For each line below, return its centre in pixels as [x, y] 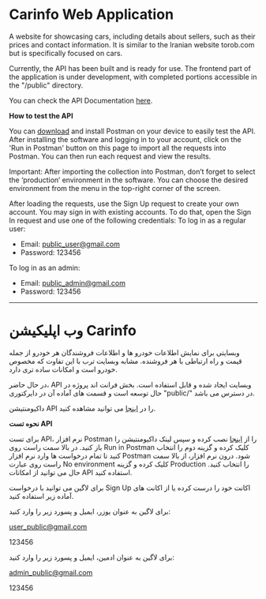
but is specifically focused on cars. [66, 53]
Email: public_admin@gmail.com [73, 283]
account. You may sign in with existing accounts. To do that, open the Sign [130, 212]
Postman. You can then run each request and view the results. [110, 156]
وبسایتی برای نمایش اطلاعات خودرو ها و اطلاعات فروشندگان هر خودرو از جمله [124, 352]
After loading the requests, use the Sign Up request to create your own [124, 204]
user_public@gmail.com [48, 526]
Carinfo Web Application [92, 15]
